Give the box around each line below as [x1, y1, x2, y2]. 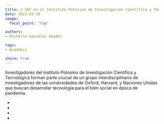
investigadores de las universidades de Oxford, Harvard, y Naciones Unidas [5, 80, 158, 86]
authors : [5, 30, 23, 35]
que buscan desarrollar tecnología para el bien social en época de [5, 85, 138, 90]
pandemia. [5, 90, 27, 96]
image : [5, 16, 19, 21]
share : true [5, 56, 29, 61]
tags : [5, 43, 16, 48]
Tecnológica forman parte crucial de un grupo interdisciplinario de [5, 74, 138, 80]
